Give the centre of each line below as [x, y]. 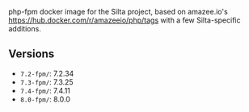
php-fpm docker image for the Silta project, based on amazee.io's [118, 12]
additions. [25, 29]
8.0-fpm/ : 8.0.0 [45, 99]
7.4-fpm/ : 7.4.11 [45, 90]
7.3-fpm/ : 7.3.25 [47, 82]
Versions [32, 54]
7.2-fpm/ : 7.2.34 [47, 73]
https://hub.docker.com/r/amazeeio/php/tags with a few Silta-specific [124, 20]
